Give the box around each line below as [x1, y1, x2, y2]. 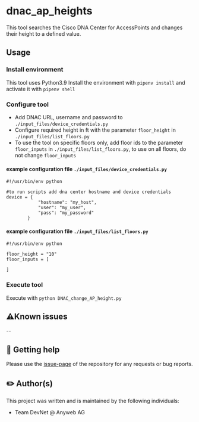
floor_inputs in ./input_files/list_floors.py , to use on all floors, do [14, 145, 187, 153]
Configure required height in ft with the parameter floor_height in [14, 126, 176, 134]
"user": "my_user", [37, 204, 86, 211]
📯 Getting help [6, 345, 60, 355]
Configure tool [6, 100, 49, 108]
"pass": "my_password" [37, 210, 94, 216]
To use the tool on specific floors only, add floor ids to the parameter [14, 139, 183, 146]
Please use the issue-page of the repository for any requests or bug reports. [6, 361, 193, 368]
